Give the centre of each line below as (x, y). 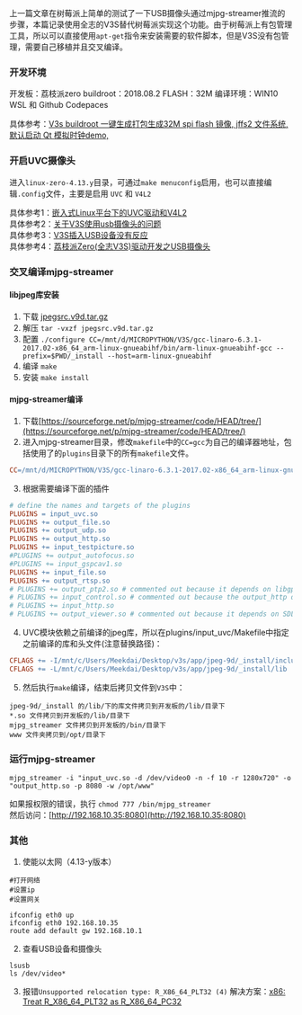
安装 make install (56, 377)
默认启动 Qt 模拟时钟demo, (59, 135)
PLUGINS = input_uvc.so (54, 514)
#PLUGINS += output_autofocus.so (72, 556)
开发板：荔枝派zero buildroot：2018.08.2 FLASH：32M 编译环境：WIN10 (144, 93)
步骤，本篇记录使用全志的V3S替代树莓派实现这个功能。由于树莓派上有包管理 (151, 24)
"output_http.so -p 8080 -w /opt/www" (82, 786)
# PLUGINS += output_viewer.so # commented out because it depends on (144, 614)
